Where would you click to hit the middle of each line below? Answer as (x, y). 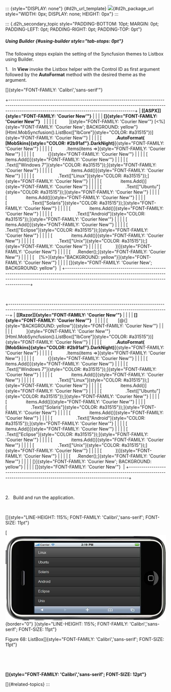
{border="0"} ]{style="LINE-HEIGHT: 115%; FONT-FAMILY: (67, 624)
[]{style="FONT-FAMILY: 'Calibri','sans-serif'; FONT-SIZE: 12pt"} (76, 674)
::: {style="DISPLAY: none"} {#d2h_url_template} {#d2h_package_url (80, 8)
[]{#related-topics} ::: (28, 684)
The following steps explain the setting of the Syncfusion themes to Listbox (84, 54)
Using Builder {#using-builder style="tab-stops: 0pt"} (64, 41)
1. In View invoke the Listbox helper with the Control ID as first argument (82, 69)
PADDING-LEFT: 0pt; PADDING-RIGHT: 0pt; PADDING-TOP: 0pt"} (74, 29)
